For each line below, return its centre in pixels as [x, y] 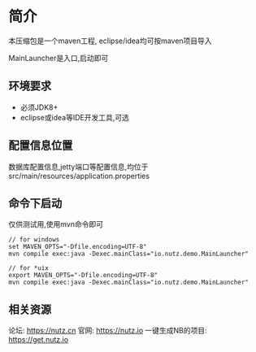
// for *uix [28, 268]
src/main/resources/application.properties [79, 176]
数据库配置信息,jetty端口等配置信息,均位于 [78, 167]
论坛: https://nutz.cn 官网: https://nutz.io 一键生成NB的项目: [108, 331]
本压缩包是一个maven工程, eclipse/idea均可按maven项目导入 [111, 41]
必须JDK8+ [39, 107]
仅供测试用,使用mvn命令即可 [56, 224]
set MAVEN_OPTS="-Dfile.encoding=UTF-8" [78, 247]
